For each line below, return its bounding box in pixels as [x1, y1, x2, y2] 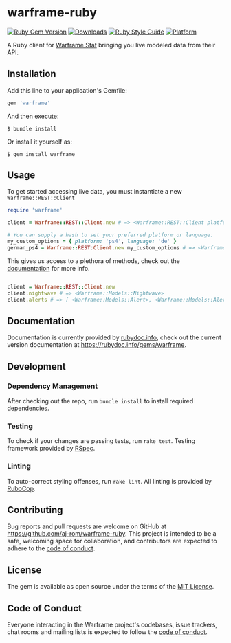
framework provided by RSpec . [7, 444, 96, 453]
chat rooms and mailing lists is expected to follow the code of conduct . [7, 627, 208, 636]
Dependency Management [7, 381, 98, 391]
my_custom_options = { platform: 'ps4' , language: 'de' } [7, 238, 177, 245]
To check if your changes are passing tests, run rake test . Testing [7, 437, 196, 445]
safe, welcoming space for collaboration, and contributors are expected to [7, 537, 218, 545]
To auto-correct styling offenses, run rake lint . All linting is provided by [7, 477, 212, 485]
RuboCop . [7, 484, 36, 493]
